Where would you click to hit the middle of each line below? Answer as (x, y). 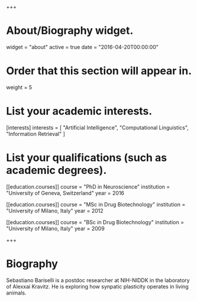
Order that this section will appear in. (99, 71)
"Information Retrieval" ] (35, 134)
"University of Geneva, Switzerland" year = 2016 (65, 193)
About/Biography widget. (70, 31)
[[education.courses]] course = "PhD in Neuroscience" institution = (88, 186)
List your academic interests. (79, 111)
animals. (16, 293)
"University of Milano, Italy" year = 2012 (55, 211)
